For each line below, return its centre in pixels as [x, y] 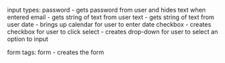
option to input [28, 39]
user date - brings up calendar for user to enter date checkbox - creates [109, 24]
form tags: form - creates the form [56, 52]
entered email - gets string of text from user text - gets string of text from [111, 17]
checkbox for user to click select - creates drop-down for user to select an [113, 32]
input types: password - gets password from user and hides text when [106, 10]
